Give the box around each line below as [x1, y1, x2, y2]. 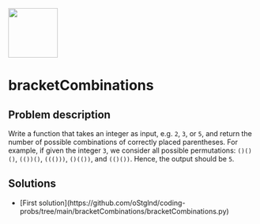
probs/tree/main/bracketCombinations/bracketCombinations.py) [19, 206, 229, 216]
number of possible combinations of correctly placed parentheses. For [8, 138, 239, 146]
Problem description [8, 108, 111, 121]
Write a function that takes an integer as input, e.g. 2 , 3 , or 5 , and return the [8, 129, 253, 138]
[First [19, 198, 37, 207]
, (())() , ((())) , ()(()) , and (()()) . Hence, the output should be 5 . [15, 154, 235, 163]
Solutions [8, 177, 57, 191]
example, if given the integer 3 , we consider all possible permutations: [8, 146, 236, 155]
